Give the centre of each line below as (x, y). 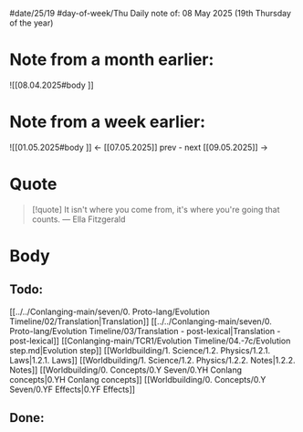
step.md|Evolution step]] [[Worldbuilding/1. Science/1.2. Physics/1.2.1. (140, 350)
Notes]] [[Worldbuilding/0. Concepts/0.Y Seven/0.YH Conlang (125, 370)
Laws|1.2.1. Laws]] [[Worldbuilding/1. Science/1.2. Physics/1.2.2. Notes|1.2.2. (152, 360)
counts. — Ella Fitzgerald (78, 219)
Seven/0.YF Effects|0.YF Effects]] (72, 389)
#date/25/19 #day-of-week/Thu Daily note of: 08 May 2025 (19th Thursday (151, 13)
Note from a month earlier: (112, 60)
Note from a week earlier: (108, 122)
